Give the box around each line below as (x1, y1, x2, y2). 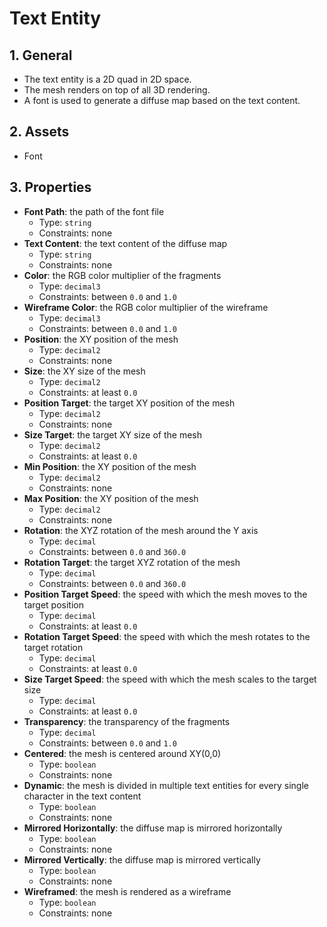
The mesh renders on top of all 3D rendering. (23, 84, 211, 96)
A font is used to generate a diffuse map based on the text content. (23, 95, 301, 106)
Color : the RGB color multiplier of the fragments (23, 269, 222, 281)
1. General (9, 47, 73, 64)
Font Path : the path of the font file (23, 205, 165, 217)
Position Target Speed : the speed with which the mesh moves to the (23, 588, 308, 600)
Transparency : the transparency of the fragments (23, 715, 231, 727)
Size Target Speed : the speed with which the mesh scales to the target (23, 673, 317, 685)
